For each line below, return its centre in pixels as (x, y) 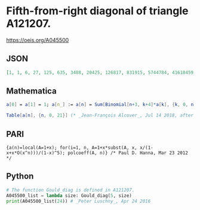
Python (20, 176)
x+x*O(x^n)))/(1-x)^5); (36, 153)
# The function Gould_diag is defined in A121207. (70, 190)
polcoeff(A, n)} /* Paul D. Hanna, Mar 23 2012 (128, 153)
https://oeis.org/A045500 (38, 40)
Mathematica (31, 91)
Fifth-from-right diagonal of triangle (97, 11)
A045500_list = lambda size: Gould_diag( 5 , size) (69, 195)
